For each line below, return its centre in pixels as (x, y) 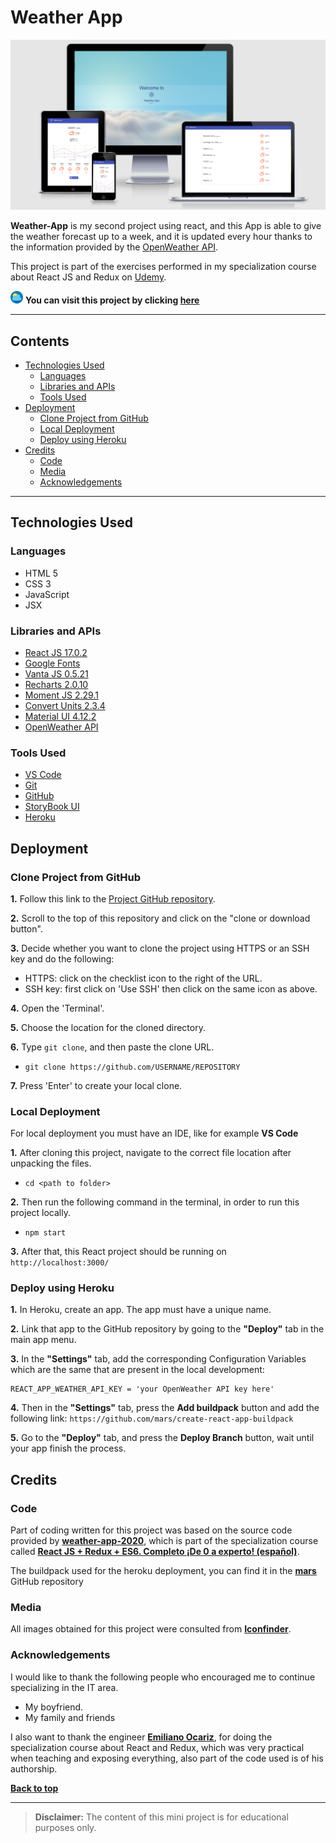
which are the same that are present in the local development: (137, 1370)
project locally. (40, 1213)
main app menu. (43, 1340)
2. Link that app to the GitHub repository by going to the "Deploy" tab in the (167, 1329)
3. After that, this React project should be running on (118, 1252)
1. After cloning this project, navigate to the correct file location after (151, 1153)
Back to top (34, 1788)
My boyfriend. (54, 1707)
